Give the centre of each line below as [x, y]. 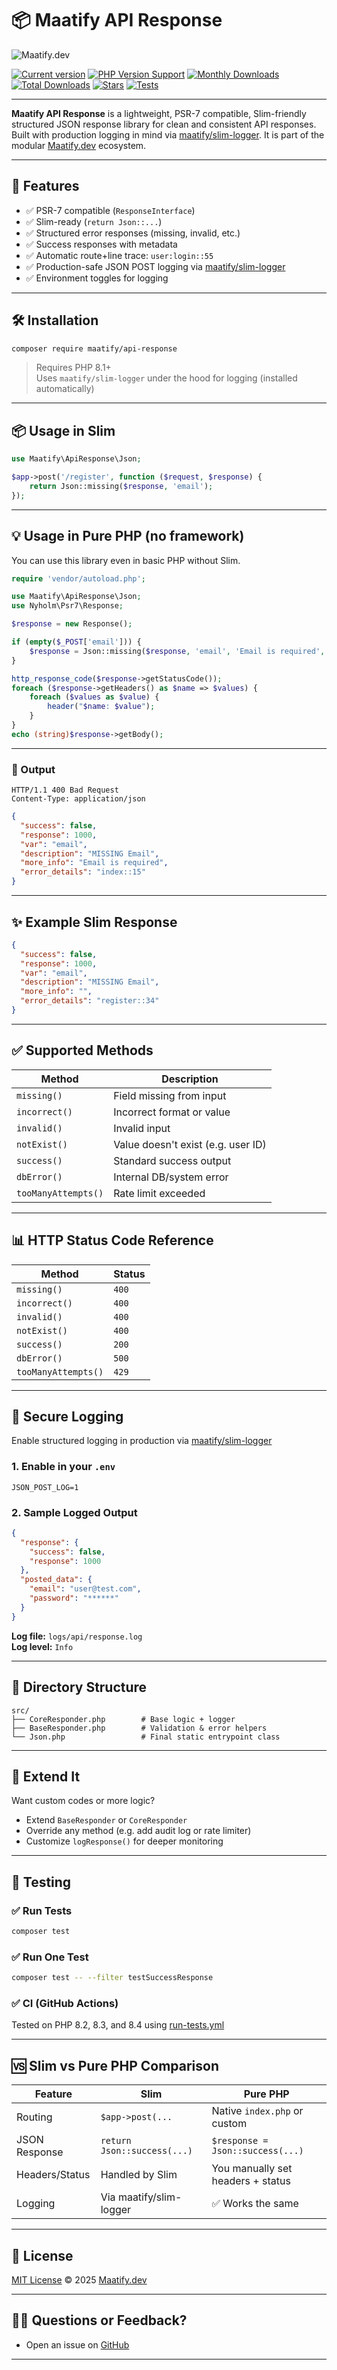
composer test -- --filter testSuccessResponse [112, 1978]
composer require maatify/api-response [94, 348]
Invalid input [142, 1128]
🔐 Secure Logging [67, 1416]
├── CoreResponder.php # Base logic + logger [123, 1719]
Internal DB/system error [171, 1177]
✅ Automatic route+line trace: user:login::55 [119, 255]
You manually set [252, 2169]
